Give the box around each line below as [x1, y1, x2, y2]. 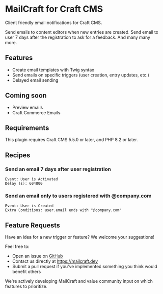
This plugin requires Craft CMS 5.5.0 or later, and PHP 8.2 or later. [5, 137, 138, 143]
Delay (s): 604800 [5, 181, 43, 186]
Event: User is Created [5, 203, 54, 209]
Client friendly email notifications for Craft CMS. [5, 20, 102, 25]
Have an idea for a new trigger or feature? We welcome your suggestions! [5, 234, 155, 240]
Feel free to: [5, 244, 29, 249]
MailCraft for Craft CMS [5, 3, 103, 15]
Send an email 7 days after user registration [5, 166, 111, 172]
